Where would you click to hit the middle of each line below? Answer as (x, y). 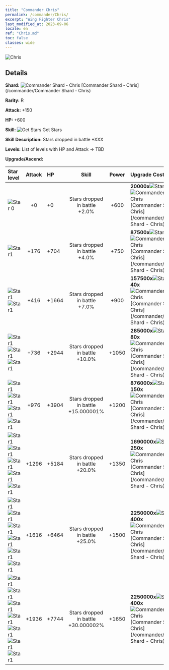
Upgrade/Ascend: (24, 159)
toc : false (17, 38)
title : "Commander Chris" (32, 10)
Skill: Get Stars (33, 130)
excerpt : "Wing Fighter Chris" (38, 19)
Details (16, 73)
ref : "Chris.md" (22, 33)
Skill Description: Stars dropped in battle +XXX (54, 139)
